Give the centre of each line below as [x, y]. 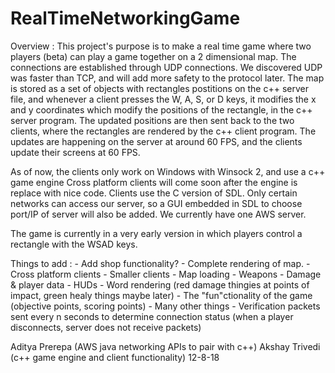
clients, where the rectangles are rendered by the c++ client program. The [163, 131]
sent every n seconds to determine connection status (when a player [152, 316]
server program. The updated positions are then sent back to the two [152, 120]
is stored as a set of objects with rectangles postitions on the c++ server [159, 88]
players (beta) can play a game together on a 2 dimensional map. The [153, 56]
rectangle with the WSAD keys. [74, 244]
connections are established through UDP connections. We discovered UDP [166, 67]
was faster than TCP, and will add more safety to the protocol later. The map [167, 78]
